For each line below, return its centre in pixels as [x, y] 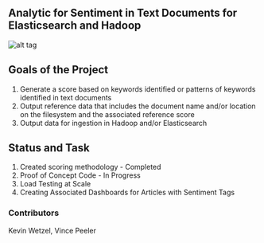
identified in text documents [66, 97]
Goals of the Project [58, 70]
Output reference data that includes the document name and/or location [138, 106]
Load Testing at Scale [55, 184]
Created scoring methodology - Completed [90, 167]
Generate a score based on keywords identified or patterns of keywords [138, 89]
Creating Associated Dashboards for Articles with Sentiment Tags [127, 192]
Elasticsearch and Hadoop [75, 26]
